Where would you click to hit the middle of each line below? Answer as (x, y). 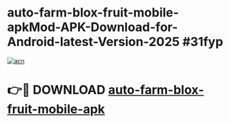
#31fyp (202, 42)
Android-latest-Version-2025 (94, 42)
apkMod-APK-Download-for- (93, 27)
